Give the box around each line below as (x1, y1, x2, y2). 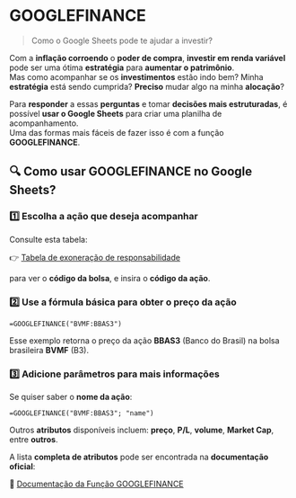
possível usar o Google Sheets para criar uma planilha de (9, 108, 222, 119)
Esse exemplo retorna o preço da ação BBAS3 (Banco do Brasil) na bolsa (9, 334, 280, 346)
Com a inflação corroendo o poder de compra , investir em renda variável (9, 52, 286, 63)
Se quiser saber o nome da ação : (9, 392, 133, 403)
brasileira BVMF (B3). (9, 344, 90, 355)
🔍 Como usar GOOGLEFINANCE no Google (9, 164, 253, 180)
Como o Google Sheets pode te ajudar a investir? (30, 35, 213, 46)
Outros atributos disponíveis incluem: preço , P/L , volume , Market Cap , (9, 424, 274, 436)
